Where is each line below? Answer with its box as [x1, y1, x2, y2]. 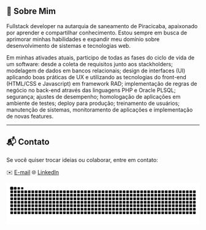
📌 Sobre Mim [6, 6, 56, 17]
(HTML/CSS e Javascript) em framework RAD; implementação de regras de [6, 80, 197, 87]
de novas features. [6, 112, 54, 120]
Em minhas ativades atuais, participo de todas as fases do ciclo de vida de [6, 53, 195, 61]
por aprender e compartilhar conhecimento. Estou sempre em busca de [6, 29, 188, 36]
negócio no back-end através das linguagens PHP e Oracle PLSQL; [6, 86, 176, 94]
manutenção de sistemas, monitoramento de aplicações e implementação [6, 105, 193, 113]
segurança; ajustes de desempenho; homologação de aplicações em [6, 93, 181, 100]
